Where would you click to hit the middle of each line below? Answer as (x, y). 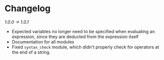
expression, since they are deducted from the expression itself (75, 37)
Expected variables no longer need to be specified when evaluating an (83, 31)
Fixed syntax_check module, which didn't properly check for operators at (85, 47)
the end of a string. (31, 52)
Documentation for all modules (43, 41)
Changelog (28, 9)
